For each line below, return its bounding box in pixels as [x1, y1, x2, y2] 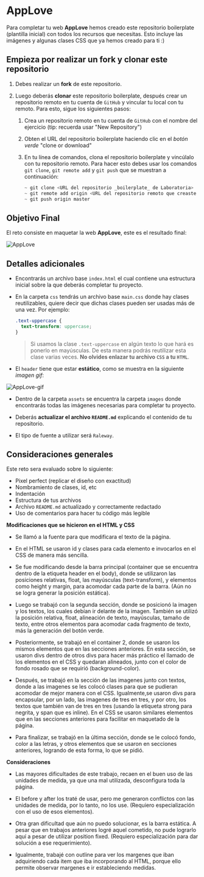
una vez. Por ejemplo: [15, 306, 70, 313]
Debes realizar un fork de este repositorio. [15, 80, 122, 87]
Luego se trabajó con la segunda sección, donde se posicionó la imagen [15, 601, 197, 609]
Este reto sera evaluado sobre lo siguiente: [6, 465, 114, 473]
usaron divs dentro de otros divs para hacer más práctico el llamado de [15, 652, 195, 659]
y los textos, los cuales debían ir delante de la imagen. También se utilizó [15, 607, 198, 615]
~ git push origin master [24, 196, 90, 202]
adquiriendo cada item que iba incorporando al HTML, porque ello [15, 857, 181, 865]
